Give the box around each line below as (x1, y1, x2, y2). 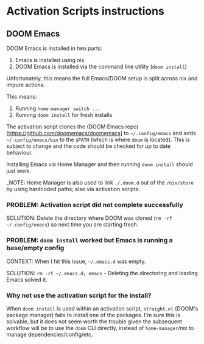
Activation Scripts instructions (6, 4, 164, 18)
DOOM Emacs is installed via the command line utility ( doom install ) (15, 63, 188, 70)
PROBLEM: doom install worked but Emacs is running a (6, 236, 173, 245)
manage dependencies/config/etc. (6, 331, 93, 338)
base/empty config (6, 244, 65, 252)
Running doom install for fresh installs (15, 111, 113, 118)
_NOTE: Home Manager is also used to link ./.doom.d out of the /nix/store (6, 179, 194, 186)
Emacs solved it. (6, 276, 47, 283)
